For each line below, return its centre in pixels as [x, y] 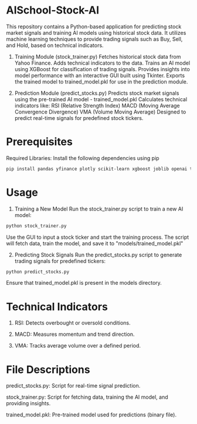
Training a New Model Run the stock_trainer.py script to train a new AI [99, 209]
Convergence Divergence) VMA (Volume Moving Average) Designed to [100, 112]
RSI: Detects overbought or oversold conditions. [72, 323]
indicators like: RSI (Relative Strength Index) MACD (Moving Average [97, 105]
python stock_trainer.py [36, 226]
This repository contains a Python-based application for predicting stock [94, 26]
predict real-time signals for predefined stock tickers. [79, 118]
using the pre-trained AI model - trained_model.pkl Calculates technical [101, 99]
